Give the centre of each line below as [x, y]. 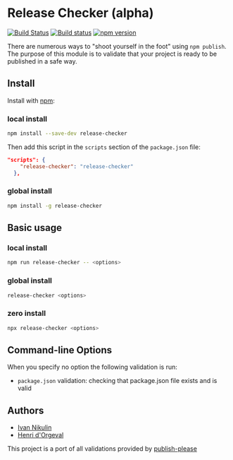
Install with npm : [31, 100]
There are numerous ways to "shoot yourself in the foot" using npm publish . [117, 46]
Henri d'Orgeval [40, 435]
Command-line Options [60, 350]
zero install [27, 314]
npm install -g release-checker [55, 206]
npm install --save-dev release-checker [68, 134]
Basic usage [34, 228]
